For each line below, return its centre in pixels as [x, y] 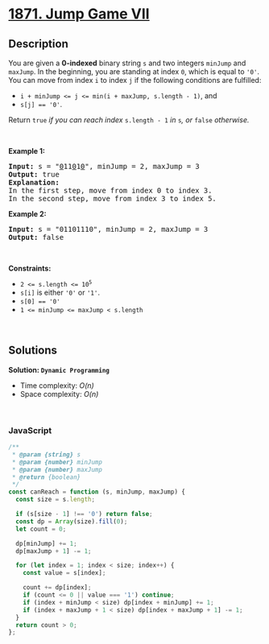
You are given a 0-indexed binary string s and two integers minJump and [127, 63]
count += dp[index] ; [57, 588]
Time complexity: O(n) [57, 385]
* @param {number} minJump [57, 462]
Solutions [33, 351]
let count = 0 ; [41, 529]
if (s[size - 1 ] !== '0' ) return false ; [84, 514]
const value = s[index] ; [64, 573]
